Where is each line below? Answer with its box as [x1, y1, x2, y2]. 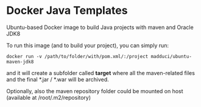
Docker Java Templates [6, 4, 128, 18]
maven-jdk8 [6, 59, 34, 65]
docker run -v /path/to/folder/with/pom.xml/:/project [6, 53, 149, 59]
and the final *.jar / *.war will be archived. [6, 76, 110, 83]
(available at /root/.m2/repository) [6, 94, 91, 101]
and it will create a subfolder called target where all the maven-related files [6, 69, 195, 76]
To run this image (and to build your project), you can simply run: [6, 42, 169, 49]
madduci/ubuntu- [150, 53, 192, 59]
